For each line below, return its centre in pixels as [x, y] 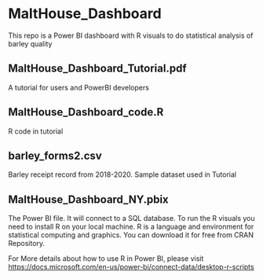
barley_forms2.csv [55, 155]
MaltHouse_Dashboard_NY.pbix [88, 199]
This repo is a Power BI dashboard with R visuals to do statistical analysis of [131, 35]
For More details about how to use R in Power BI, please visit [106, 259]
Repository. [27, 244]
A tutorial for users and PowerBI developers [79, 87]
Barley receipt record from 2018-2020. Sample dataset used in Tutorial [122, 174]
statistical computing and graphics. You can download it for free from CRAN [131, 235]
